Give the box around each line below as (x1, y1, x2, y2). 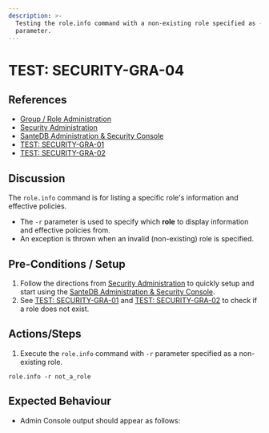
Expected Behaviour (8, 395, 112, 408)
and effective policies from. (19, 225, 110, 235)
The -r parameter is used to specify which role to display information (19, 217, 249, 227)
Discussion (8, 172, 66, 185)
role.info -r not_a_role (8, 372, 91, 381)
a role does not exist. (19, 304, 90, 314)
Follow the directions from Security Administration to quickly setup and (19, 278, 255, 288)
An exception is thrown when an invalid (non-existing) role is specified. (19, 234, 255, 244)
